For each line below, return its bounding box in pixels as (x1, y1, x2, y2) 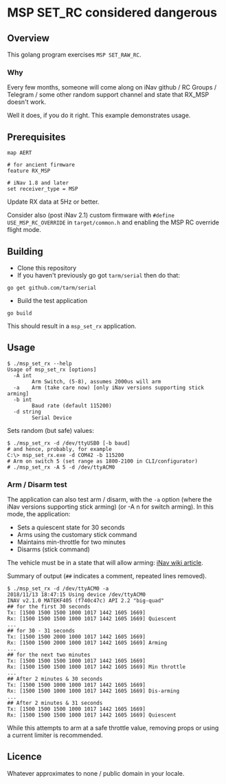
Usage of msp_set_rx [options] (7, 366, 97, 373)
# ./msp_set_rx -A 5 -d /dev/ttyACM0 (7, 463, 115, 471)
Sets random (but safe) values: (7, 426, 94, 434)
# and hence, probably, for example (7, 445, 112, 452)
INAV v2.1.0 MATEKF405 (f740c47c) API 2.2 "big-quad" (7, 597, 165, 604)
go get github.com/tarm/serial (7, 284, 97, 291)
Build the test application (16, 296, 88, 304)
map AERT (7, 149, 32, 156)
